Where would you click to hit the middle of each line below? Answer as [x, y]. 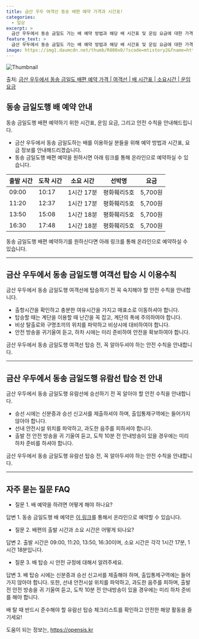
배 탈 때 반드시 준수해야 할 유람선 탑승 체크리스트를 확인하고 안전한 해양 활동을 [96, 610]
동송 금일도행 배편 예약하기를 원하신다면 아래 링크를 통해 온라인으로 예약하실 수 [97, 241]
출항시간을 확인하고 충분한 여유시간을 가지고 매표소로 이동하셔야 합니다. [97, 310]
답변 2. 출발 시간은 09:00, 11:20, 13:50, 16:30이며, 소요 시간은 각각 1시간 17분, [96, 542]
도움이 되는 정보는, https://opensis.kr [50, 630]
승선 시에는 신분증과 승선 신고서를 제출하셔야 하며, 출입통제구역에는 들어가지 [102, 414]
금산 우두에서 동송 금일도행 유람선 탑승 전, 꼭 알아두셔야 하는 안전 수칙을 [89, 456]
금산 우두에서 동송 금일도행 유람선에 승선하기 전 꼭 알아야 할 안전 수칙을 [88, 394]
